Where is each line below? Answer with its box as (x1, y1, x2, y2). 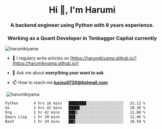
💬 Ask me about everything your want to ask (12, 70, 104, 76)
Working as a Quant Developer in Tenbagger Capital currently (7, 35, 157, 42)
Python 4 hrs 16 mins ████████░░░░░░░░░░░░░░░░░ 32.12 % (5, 101, 146, 106)
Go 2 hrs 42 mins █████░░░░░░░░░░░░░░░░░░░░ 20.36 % (5, 105, 146, 110)
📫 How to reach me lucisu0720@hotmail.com (12, 80, 108, 86)
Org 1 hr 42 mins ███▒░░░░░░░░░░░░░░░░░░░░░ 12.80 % (5, 110, 146, 115)
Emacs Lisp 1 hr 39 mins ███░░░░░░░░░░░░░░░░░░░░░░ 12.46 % (5, 114, 146, 119)
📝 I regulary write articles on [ (12, 55, 72, 61)
